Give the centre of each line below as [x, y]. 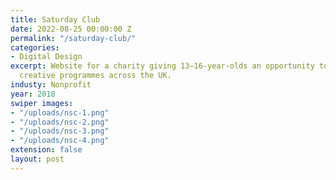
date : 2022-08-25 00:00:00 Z [71, 29]
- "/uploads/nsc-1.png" [60, 112]
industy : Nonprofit [51, 85]
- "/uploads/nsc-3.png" [60, 131]
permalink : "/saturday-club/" [73, 38]
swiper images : [42, 103]
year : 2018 [33, 94]
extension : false [46, 150]
